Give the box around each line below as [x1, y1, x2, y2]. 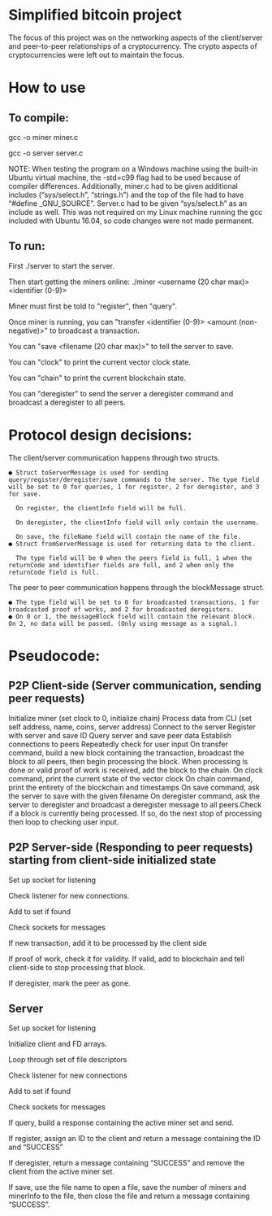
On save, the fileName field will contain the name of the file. [15, 532, 242, 540]
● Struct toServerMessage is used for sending [8, 468, 169, 477]
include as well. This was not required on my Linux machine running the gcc [8, 207, 263, 217]
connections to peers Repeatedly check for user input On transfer [8, 739, 229, 749]
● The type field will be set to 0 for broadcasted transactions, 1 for [8, 598, 260, 606]
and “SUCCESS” [8, 1142, 63, 1153]
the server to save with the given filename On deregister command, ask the [8, 791, 261, 801]
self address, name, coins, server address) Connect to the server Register [8, 722, 256, 732]
